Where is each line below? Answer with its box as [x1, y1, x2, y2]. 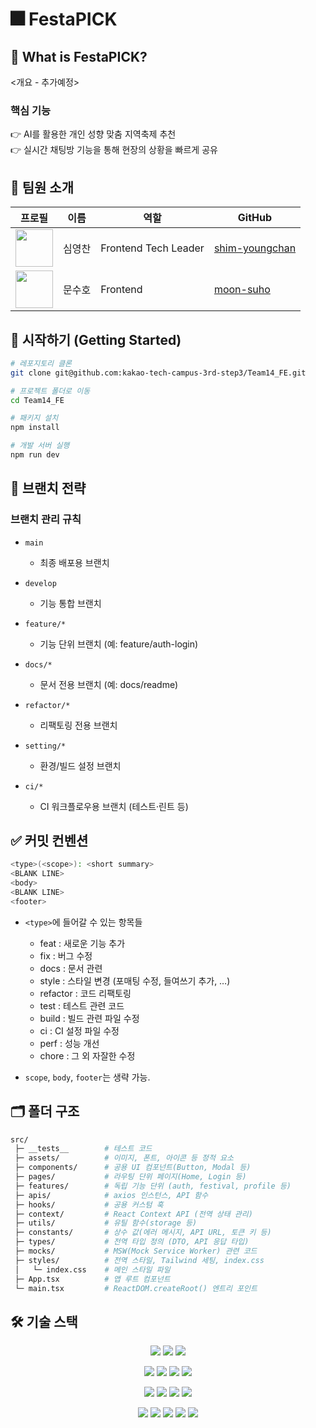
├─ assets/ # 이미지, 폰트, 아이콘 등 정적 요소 [14, 1153, 235, 1163]
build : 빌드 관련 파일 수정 [39, 1012, 140, 1024]
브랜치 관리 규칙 [10, 513, 82, 527]
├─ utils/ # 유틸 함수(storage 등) [14, 1218, 198, 1228]
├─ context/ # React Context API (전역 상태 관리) [14, 1209, 253, 1219]
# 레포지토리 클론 [10, 358, 73, 368]
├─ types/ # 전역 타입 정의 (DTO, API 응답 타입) [14, 1237, 250, 1247]
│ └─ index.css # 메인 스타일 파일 [14, 1264, 171, 1275]
